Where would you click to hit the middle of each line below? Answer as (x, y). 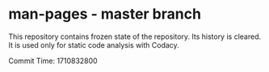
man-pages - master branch (105, 14)
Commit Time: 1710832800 (53, 61)
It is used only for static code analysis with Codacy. (94, 44)
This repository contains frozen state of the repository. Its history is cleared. (134, 36)
